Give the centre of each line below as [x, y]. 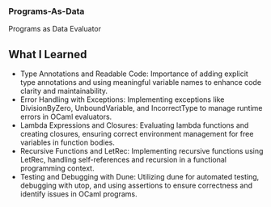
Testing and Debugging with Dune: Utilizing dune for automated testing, [140, 177]
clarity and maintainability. [64, 91]
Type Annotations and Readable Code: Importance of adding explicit [134, 74]
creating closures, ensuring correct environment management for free [137, 134]
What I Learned [48, 54]
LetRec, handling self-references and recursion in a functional [123, 160]
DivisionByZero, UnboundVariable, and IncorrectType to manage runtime [141, 108]
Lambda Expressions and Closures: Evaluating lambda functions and [134, 125]
